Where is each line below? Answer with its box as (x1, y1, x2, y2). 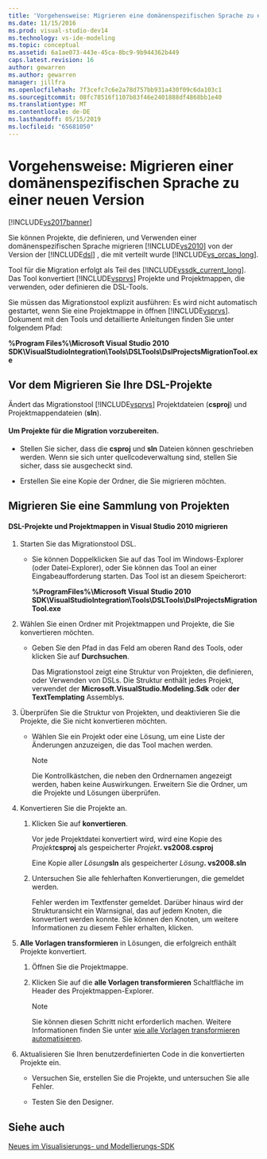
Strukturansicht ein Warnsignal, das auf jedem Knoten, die (31, 906, 222, 916)
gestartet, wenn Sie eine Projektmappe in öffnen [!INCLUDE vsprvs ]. (8, 306, 230, 315)
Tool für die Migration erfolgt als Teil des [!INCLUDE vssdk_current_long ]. (8, 264, 246, 275)
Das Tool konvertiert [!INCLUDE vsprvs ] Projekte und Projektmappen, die (8, 273, 245, 283)
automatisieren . (31, 1034, 83, 1043)
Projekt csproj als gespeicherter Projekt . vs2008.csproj (31, 843, 214, 852)
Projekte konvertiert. (19, 947, 87, 957)
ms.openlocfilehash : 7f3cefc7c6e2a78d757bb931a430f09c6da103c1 (8, 85, 222, 94)
